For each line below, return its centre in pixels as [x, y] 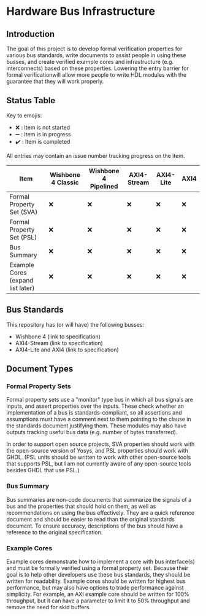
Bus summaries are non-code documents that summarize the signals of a [99, 499]
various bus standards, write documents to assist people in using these [96, 55]
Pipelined [104, 186]
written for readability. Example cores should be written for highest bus [96, 581]
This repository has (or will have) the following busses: [75, 324]
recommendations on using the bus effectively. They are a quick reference [101, 513]
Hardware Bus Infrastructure [81, 11]
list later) [22, 288]
